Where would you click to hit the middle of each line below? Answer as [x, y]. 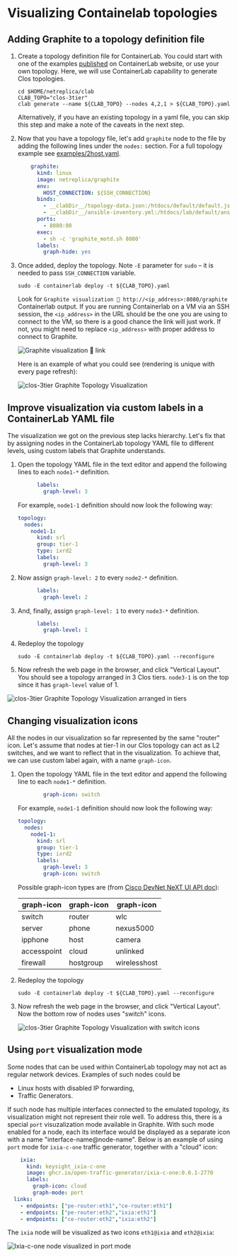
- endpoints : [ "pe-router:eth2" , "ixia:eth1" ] [88, 1212]
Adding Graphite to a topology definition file [106, 39]
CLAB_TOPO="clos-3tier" [53, 98]
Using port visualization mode [75, 1050]
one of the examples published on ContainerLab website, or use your [118, 64]
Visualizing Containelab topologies [112, 13]
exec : [45, 232]
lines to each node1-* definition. [64, 472]
